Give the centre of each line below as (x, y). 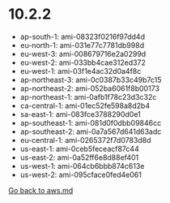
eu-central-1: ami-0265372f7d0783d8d (85, 140)
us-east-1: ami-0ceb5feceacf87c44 (79, 149)
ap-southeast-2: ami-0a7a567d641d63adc (91, 132)
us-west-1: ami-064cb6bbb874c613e (82, 166)
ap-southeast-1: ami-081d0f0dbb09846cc (91, 123)
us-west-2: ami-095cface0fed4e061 (81, 175)
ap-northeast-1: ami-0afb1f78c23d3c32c (88, 97)
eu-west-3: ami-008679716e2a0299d (83, 54)
